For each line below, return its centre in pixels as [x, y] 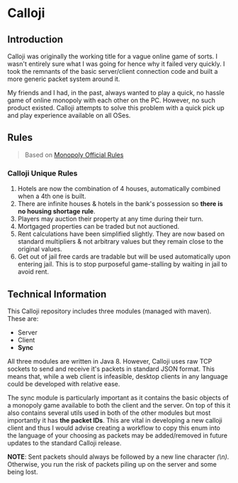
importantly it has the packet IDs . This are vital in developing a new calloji [115, 420]
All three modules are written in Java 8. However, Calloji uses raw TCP [110, 361]
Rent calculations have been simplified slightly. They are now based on [121, 234]
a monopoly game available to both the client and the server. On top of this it [119, 405]
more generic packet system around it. [64, 79]
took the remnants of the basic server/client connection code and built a [113, 71]
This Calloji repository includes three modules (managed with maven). [109, 311]
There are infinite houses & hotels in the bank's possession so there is [120, 204]
